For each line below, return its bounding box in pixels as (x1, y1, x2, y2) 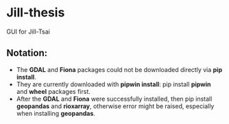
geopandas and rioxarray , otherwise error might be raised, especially (16, 101, 215, 110)
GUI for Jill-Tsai (6, 27, 51, 36)
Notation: (6, 47, 48, 59)
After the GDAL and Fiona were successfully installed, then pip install (16, 95, 213, 103)
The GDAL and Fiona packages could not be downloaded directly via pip (16, 65, 223, 73)
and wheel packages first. (16, 87, 91, 95)
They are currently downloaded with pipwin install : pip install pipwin (16, 80, 211, 88)
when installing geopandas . (16, 109, 95, 117)
